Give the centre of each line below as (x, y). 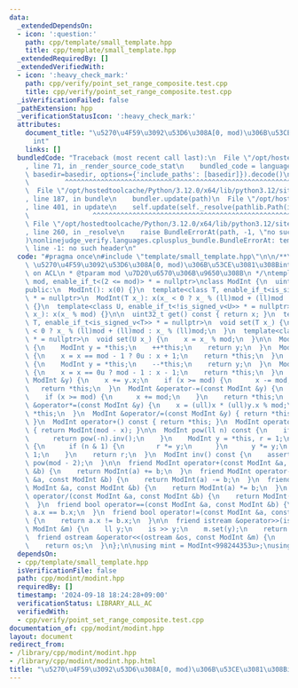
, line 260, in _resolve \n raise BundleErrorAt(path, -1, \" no (150, 232)
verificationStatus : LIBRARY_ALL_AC (85, 604)
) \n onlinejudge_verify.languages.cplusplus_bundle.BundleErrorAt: (150, 241)
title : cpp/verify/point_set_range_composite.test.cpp (129, 91)
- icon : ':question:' (57, 34)
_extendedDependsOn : (55, 26)
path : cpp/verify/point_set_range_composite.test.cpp (126, 83)
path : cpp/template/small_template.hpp (99, 42)
